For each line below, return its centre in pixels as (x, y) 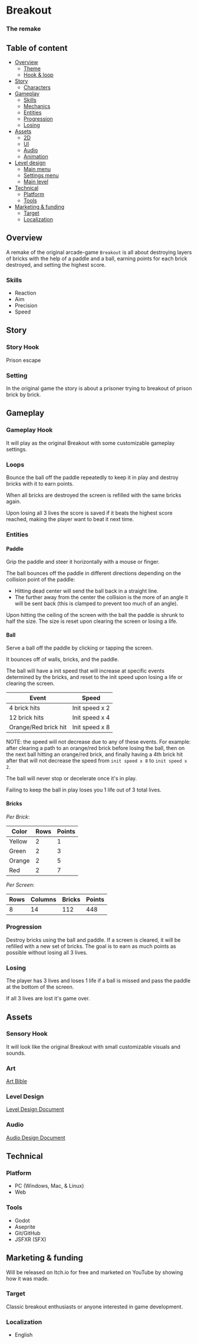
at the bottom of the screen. (40, 987)
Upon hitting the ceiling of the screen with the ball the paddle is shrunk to (95, 615)
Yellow (18, 841)
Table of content (37, 48)
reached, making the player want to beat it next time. (70, 519)
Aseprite (25, 1227)
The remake (24, 29)
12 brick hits (27, 718)
